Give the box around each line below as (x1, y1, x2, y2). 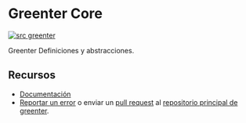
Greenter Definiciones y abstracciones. (8, 45, 135, 55)
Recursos (8, 68, 56, 82)
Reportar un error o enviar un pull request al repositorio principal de (19, 97, 238, 107)
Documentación (19, 89, 71, 99)
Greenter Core (8, 5, 103, 23)
